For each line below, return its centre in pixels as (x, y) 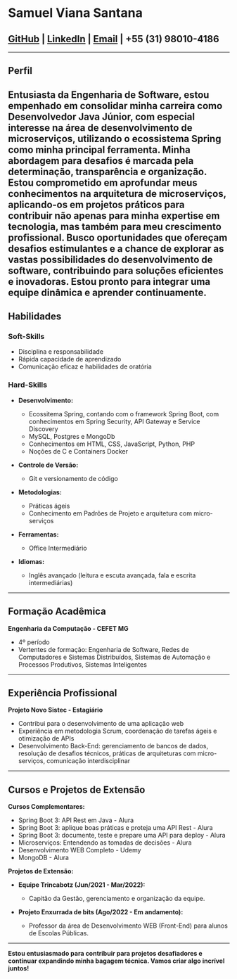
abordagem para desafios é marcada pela (101, 161)
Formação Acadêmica (57, 612)
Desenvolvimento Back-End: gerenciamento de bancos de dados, (113, 746)
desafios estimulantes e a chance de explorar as (116, 249)
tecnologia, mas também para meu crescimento (115, 226)
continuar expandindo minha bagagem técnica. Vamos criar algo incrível (116, 961)
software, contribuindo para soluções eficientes (116, 270)
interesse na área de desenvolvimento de (100, 128)
